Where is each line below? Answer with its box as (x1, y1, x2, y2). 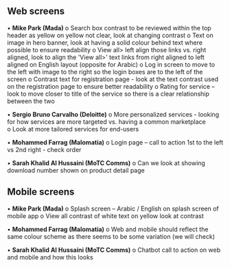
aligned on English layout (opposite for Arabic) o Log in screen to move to (7, 60, 215, 68)
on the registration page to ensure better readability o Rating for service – (7, 82, 215, 90)
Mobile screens (7, 186, 75, 198)
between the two (7, 96, 55, 105)
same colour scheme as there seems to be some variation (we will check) (7, 232, 215, 240)
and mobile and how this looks (7, 253, 94, 261)
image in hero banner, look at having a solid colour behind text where (7, 38, 203, 47)
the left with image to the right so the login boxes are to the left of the (7, 67, 203, 76)
